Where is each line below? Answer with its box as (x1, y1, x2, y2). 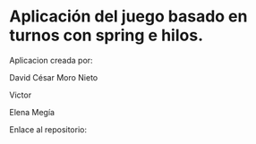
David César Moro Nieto (9, 72, 98, 82)
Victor (9, 89, 32, 100)
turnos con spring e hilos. (9, 25, 204, 46)
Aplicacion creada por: (9, 55, 93, 65)
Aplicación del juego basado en (9, 6, 248, 27)
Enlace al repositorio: (9, 123, 88, 135)
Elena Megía (9, 106, 55, 117)
